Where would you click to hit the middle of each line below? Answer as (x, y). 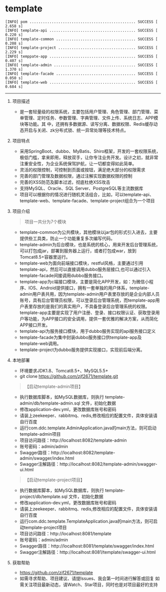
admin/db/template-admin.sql (50, 403)
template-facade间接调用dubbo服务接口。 (63, 275)
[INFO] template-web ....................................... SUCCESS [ (82, 82)
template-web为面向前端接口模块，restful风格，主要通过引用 (81, 263)
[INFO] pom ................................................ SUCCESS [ (82, 22)
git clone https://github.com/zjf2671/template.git (69, 376)
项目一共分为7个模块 (45, 222)
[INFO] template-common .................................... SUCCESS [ (82, 39)
